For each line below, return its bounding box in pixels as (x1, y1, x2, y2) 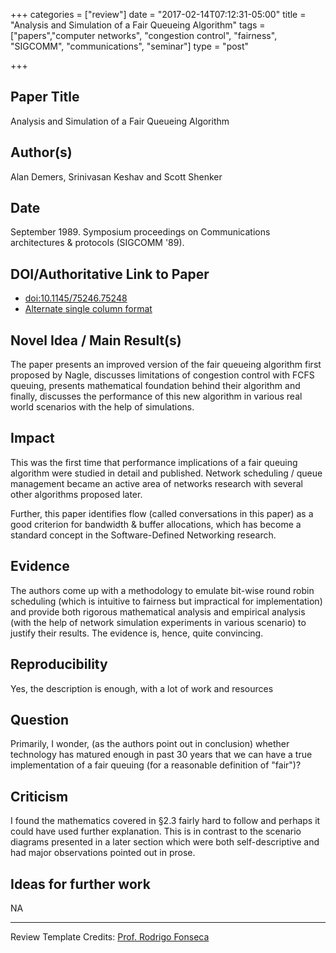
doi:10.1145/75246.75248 (24, 292, 128, 304)
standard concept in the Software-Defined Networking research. (10, 529, 277, 541)
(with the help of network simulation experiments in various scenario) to (10, 616, 307, 628)
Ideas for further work (10, 875, 151, 893)
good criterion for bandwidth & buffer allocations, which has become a (10, 518, 302, 530)
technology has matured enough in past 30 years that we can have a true (10, 749, 313, 761)
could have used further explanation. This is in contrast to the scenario (10, 825, 302, 838)
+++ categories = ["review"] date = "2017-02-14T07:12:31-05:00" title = (10, 9, 307, 20)
